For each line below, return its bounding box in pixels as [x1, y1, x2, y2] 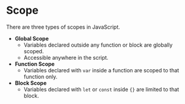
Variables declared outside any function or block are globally [23, 41, 173, 48]
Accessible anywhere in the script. [23, 54, 109, 61]
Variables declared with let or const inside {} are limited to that [23, 85, 180, 93]
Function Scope [14, 60, 55, 68]
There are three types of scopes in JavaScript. [6, 23, 120, 30]
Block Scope [14, 79, 47, 87]
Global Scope [14, 35, 49, 42]
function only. [23, 73, 58, 80]
